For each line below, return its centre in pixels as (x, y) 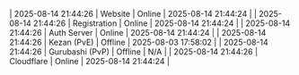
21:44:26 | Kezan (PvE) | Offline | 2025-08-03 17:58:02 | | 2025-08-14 (139, 42)
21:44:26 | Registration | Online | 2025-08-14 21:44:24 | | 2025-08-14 (162, 23)
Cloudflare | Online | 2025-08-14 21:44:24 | (90, 61)
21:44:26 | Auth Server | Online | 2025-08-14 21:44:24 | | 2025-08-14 (138, 33)
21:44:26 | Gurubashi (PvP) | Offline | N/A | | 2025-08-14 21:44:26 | (134, 52)
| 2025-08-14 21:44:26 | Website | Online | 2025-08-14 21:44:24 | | (133, 14)
